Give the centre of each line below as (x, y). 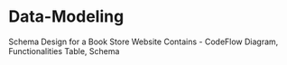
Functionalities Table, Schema (64, 51)
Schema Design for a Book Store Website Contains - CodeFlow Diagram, (143, 42)
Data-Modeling (66, 17)
